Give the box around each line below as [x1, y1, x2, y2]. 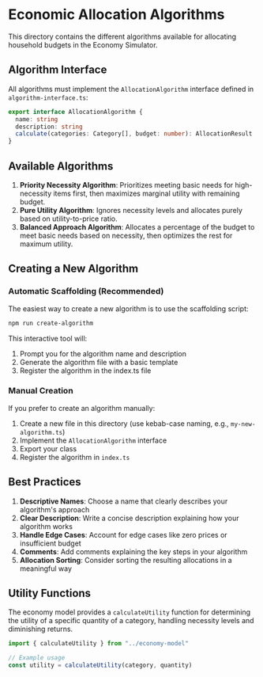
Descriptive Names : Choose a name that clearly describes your [19, 496, 228, 506]
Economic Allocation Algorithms [8, 6, 225, 24]
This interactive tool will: [8, 333, 88, 343]
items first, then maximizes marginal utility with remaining [53, 188, 240, 198]
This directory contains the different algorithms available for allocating [8, 32, 237, 41]
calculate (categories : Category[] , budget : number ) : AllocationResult [15, 130, 253, 138]
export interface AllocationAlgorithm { [8, 108, 144, 116]
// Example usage [8, 654, 66, 662]
